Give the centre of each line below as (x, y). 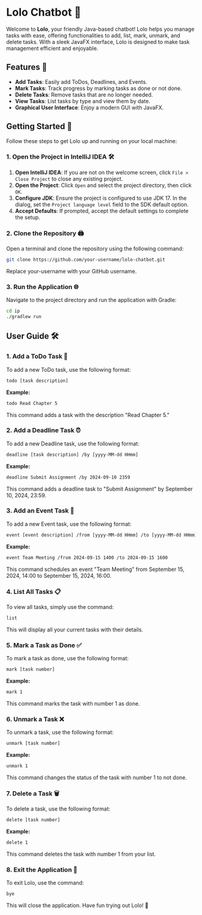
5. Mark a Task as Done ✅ (44, 645)
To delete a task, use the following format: (58, 809)
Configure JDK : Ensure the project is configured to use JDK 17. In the (101, 198)
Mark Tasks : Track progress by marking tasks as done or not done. (98, 88)
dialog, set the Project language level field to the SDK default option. (102, 204)
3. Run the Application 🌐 (43, 287)
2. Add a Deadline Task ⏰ (44, 430)
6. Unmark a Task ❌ (35, 719)
